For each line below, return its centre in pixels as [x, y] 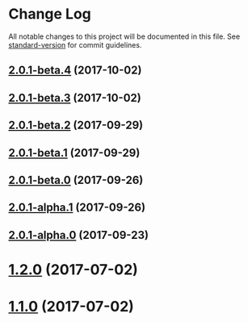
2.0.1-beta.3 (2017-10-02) [75, 98]
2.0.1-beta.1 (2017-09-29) [74, 153]
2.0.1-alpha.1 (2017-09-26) [77, 208]
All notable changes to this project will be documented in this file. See [124, 36]
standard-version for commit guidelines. [75, 44]
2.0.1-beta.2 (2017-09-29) [76, 125]
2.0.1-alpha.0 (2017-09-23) [79, 235]
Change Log [50, 14]
